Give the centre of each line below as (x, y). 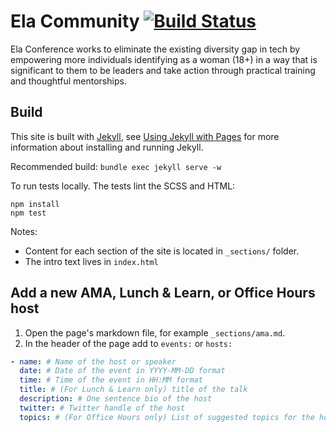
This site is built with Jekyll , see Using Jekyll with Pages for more (145, 136)
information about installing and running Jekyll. (107, 147)
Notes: (24, 231)
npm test (28, 213)
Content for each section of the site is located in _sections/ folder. (162, 251)
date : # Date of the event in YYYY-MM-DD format (122, 371)
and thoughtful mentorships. (68, 81)
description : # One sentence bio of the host (116, 399)
